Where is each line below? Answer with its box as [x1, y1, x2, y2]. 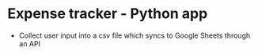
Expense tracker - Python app [7, 5, 208, 23]
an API [18, 38, 41, 48]
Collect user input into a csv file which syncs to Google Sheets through [18, 31, 251, 40]
